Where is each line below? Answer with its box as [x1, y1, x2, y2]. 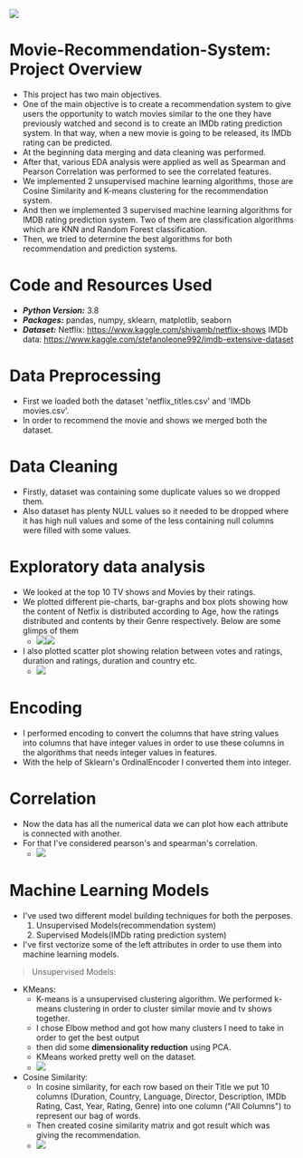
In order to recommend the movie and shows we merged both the [22, 414, 268, 425]
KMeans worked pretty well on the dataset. [35, 1051, 197, 1062]
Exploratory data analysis [9, 556, 206, 577]
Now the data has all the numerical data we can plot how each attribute [22, 818, 289, 829]
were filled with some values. [22, 524, 132, 535]
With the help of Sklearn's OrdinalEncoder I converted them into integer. [22, 756, 291, 767]
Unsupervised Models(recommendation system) [35, 920, 217, 930]
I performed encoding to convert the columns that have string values [22, 727, 279, 738]
